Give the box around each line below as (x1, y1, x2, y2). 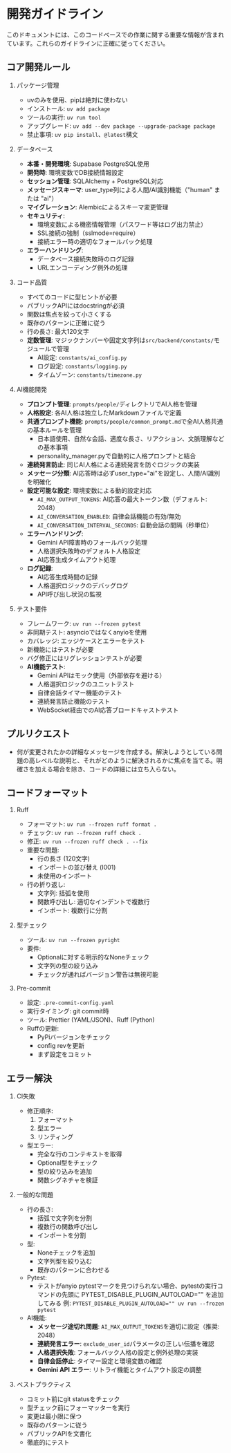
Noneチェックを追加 (37, 1248, 95, 1257)
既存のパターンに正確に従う (26, 319, 106, 327)
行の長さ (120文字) (37, 854, 91, 863)
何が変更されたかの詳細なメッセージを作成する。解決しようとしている (16, 747, 217, 756)
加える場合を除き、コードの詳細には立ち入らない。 (35, 765, 181, 773)
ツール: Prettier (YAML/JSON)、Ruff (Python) (26, 1015, 155, 1024)
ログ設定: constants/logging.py (37, 362, 127, 370)
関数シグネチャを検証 (37, 1176, 98, 1184)
